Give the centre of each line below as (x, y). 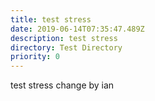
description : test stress (64, 38)
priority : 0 (35, 57)
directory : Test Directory (66, 47)
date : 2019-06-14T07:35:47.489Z (77, 29)
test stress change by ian (62, 85)
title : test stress (51, 19)
